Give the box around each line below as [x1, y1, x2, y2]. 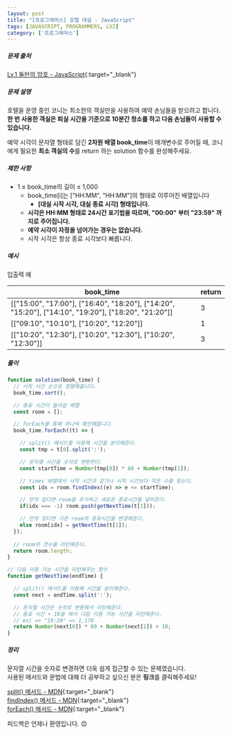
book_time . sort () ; [13, 389, 67, 396]
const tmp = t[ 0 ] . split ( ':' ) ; [19, 446, 107, 453]
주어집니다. [40, 217, 70, 225]
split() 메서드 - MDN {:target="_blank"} [7, 688, 115, 696]
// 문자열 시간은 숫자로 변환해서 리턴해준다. [13, 604, 124, 611]
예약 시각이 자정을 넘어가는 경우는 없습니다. [27, 226, 143, 234]
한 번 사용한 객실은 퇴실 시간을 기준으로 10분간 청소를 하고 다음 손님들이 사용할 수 [7, 115, 222, 123]
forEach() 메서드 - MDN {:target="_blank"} [7, 705, 125, 713]
